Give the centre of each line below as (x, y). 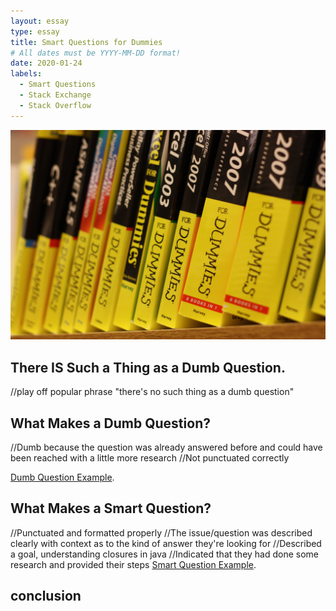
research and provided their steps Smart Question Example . (133, 564)
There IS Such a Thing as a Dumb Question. (148, 367)
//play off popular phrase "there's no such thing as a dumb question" (152, 392)
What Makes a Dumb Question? (110, 423)
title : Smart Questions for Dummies (86, 42)
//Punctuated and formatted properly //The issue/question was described (161, 532)
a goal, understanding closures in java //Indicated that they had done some (165, 554)
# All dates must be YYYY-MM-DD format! (96, 53)
